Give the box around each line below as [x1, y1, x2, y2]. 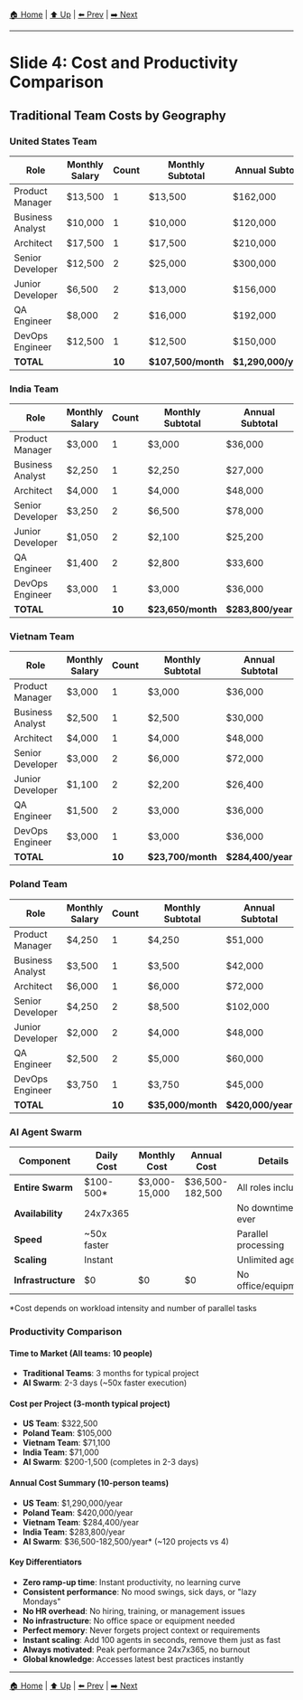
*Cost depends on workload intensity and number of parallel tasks [9, 1303, 257, 1314]
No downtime [236, 1202, 294, 1214]
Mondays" [22, 1596, 61, 1607]
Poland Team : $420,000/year [22, 1506, 133, 1518]
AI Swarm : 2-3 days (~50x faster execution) [22, 1377, 188, 1388]
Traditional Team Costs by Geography [9, 108, 227, 123]
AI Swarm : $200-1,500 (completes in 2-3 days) [22, 1457, 199, 1468]
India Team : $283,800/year [22, 1526, 125, 1537]
